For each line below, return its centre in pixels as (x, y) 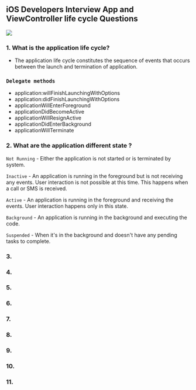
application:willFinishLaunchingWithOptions (67, 93)
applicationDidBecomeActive (49, 112)
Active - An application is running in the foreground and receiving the (90, 200)
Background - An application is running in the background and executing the (97, 217)
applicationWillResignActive (48, 118)
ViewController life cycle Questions (72, 19)
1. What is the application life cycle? (58, 47)
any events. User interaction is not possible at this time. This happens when (97, 182)
